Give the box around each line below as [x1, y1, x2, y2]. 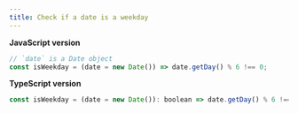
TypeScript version [9, 79, 82, 89]
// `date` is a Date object [9, 54, 114, 63]
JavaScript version [9, 37, 81, 48]
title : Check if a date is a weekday [9, 12, 149, 22]
